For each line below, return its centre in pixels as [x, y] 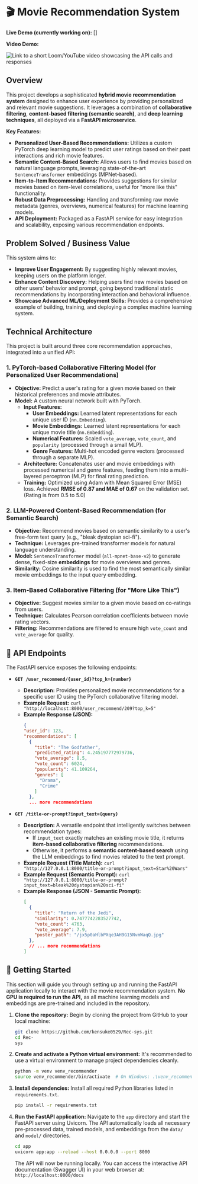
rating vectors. [32, 622]
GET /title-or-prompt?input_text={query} [66, 814]
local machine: [33, 1021]
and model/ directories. [43, 1135]
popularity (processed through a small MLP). [87, 444]
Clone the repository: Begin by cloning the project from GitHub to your [101, 1015]
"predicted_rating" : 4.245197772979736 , [85, 753]
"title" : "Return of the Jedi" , [74, 913]
